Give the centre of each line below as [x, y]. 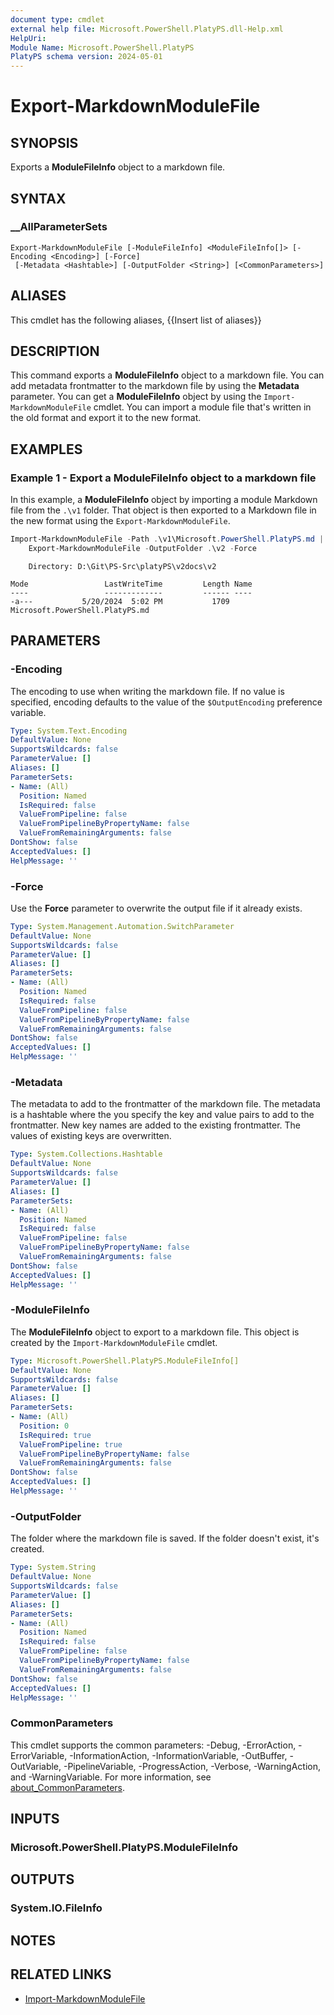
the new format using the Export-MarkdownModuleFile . [120, 521]
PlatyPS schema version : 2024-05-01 [86, 57]
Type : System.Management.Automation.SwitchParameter [122, 926]
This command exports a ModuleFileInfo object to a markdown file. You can [167, 375]
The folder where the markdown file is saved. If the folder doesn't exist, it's [165, 1538]
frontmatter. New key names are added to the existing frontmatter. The [156, 1125]
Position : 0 [44, 1426]
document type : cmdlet [57, 19]
